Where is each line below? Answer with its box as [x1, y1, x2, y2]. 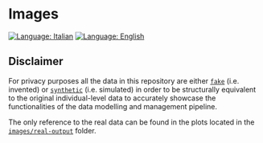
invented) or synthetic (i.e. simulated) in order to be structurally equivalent [8, 84, 257, 94]
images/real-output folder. [8, 125, 97, 135]
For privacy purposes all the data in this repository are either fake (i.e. [8, 76, 240, 85]
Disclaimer [8, 55, 64, 68]
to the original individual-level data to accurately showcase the [8, 93, 216, 103]
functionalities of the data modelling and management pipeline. [8, 101, 217, 111]
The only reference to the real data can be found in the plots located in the [8, 117, 255, 127]
